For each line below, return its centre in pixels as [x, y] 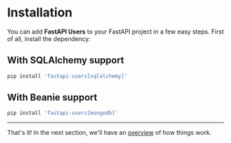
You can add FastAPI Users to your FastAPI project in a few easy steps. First [115, 31]
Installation [40, 13]
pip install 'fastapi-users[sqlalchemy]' [67, 76]
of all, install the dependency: [49, 38]
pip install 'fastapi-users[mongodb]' [63, 113]
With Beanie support [52, 97]
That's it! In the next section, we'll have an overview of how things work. [109, 133]
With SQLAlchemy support [66, 61]
